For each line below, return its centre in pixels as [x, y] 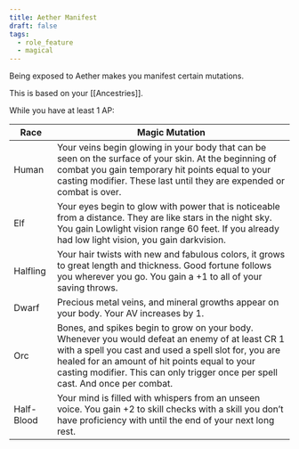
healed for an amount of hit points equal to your [156, 362]
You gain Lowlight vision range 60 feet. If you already [168, 229]
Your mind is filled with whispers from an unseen [158, 398]
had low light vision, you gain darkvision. [141, 240]
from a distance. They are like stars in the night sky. [165, 217]
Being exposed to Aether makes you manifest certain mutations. [127, 76]
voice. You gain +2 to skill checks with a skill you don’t [170, 409]
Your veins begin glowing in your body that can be [162, 148]
